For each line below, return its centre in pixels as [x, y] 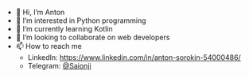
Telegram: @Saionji [59, 66]
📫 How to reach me [49, 46]
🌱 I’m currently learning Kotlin [64, 29]
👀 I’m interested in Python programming [81, 20]
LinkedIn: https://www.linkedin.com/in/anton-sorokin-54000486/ [134, 58]
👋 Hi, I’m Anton [40, 12]
